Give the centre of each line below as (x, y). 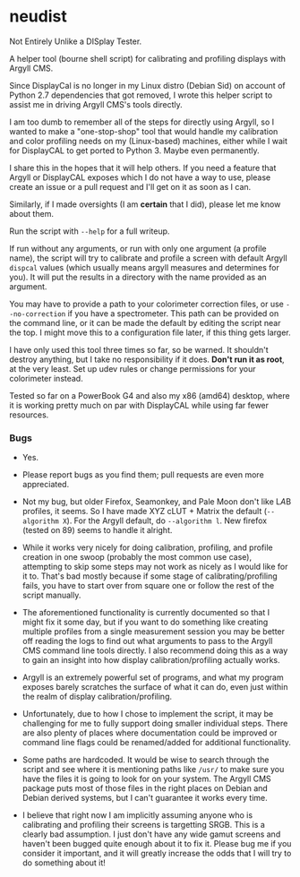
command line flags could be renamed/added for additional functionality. (156, 743)
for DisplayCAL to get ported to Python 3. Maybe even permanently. (134, 150)
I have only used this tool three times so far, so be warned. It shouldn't (139, 349)
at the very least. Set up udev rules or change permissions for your (133, 368)
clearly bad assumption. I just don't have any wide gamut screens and (151, 834)
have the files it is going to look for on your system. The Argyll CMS (146, 779)
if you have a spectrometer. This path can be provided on (173, 313)
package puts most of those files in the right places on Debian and (145, 788)
